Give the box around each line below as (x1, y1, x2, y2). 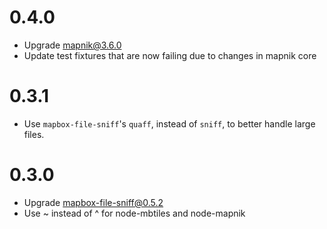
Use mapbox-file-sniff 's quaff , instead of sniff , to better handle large (23, 117, 316, 130)
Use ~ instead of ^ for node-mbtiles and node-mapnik (23, 207, 246, 219)
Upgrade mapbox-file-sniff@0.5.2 (23, 196, 164, 208)
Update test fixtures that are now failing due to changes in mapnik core (23, 49, 317, 61)
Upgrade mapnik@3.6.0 (23, 39, 122, 51)
